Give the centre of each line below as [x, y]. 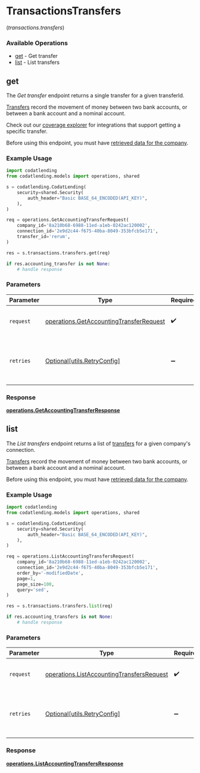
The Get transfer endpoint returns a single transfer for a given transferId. [95, 96]
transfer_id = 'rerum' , [43, 237]
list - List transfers [37, 62]
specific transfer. [27, 131]
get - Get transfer [36, 56]
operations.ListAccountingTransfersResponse [65, 763]
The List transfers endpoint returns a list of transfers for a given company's [99, 444]
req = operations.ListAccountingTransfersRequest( [70, 556]
